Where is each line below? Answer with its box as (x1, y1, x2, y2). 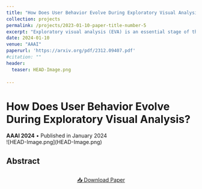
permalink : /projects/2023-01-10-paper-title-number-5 (6, 22, 147, 28)
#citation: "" (6, 54, 42, 60)
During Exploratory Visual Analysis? (6, 112, 191, 126)
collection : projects (6, 16, 61, 22)
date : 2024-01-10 (6, 35, 50, 41)
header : (6, 60, 26, 66)
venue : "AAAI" (6, 41, 42, 47)
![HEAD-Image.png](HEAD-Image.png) (6, 139, 102, 146)
